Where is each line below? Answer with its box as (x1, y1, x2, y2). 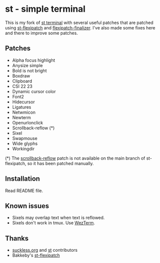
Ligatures (12, 104, 31, 110)
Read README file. (5, 188, 43, 193)
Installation (5, 175, 40, 183)
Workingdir (12, 145, 35, 151)
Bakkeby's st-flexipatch (12, 252, 60, 258)
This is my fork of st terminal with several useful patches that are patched (5, 20, 154, 25)
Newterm (12, 114, 31, 120)
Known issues (5, 202, 49, 210)
